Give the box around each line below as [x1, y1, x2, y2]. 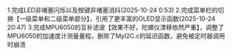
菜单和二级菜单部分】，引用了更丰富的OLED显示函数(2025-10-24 [31, 14, 216, 23]
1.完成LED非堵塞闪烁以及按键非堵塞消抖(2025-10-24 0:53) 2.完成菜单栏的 [7, 6, 218, 14]
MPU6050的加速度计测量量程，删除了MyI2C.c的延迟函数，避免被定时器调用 [7, 32, 225, 40]
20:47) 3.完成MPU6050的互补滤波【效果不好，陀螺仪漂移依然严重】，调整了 [7, 23, 224, 31]
